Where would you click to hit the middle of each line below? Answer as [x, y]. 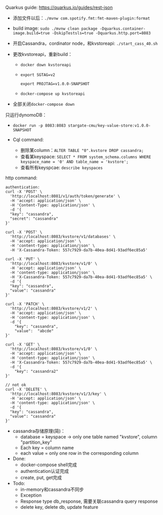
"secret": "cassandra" [34, 219]
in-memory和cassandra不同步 [52, 489]
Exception [31, 495]
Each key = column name [47, 448]
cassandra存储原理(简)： [39, 431]
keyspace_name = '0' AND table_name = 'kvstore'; [75, 162]
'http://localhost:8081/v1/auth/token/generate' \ [65, 196]
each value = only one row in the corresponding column [79, 453]
